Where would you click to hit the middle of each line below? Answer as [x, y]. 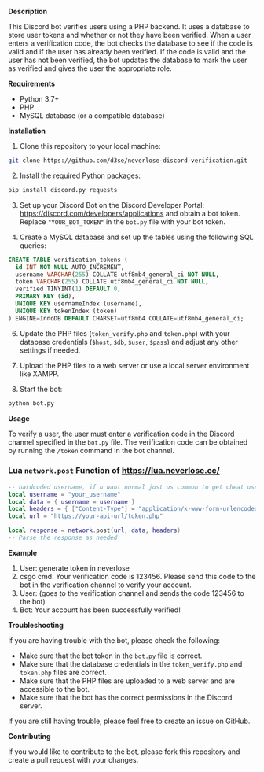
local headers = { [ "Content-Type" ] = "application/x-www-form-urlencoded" [135, 509]
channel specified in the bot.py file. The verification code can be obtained [128, 442]
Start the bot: [41, 389]
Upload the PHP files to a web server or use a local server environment [134, 365]
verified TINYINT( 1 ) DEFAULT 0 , [68, 289]
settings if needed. [50, 350]
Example [23, 552]
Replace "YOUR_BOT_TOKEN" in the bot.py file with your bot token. [122, 222]
